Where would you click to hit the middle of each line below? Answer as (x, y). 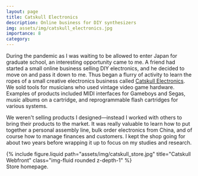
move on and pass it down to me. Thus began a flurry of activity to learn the (99, 75)
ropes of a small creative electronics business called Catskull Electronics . (96, 81)
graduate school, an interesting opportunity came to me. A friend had (91, 62)
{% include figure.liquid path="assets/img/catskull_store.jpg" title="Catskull (99, 154)
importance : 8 (24, 34)
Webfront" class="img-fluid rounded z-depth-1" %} (69, 160)
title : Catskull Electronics (42, 17)
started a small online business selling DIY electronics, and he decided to (95, 68)
